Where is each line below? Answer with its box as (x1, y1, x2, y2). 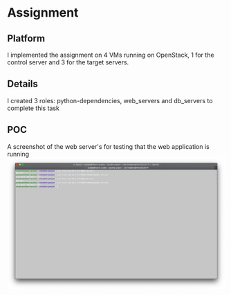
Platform (7, 33, 46, 44)
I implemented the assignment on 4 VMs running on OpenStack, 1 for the (7, 51, 214, 59)
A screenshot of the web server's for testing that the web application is (7, 142, 210, 150)
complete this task (7, 104, 60, 112)
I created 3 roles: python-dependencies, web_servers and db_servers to (7, 96, 213, 105)
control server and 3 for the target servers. (7, 58, 129, 66)
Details (7, 78, 38, 90)
